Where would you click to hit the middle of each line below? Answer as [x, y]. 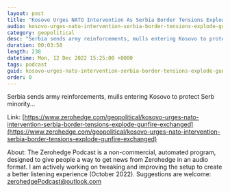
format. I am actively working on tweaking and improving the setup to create [115, 167]
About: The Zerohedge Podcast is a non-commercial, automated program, [112, 152]
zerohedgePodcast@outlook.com [54, 182]
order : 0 [20, 77]
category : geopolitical [41, 33]
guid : [15, 71]
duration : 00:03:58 [35, 45]
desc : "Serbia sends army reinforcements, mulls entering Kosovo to [107, 39]
